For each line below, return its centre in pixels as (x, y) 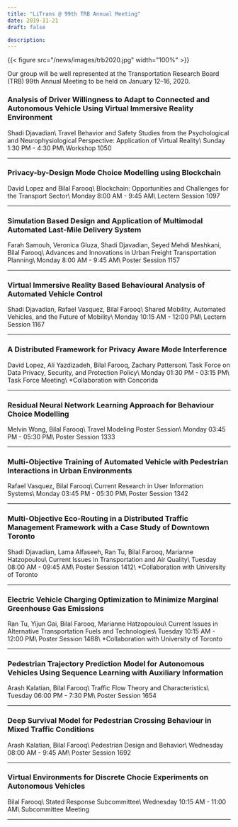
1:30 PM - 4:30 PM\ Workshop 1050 (59, 148)
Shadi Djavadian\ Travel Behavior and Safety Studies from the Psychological (118, 133)
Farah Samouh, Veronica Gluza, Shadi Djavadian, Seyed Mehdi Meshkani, (114, 245)
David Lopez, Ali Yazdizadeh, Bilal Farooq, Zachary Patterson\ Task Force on (119, 365)
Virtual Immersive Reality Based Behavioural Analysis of (106, 286)
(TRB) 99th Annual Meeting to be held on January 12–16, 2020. (99, 81)
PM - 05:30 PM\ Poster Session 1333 (61, 437)
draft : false (27, 27)
